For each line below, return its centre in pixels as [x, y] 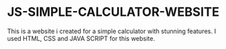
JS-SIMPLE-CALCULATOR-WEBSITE [113, 12]
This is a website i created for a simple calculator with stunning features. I [112, 31]
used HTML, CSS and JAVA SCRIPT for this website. [81, 38]
